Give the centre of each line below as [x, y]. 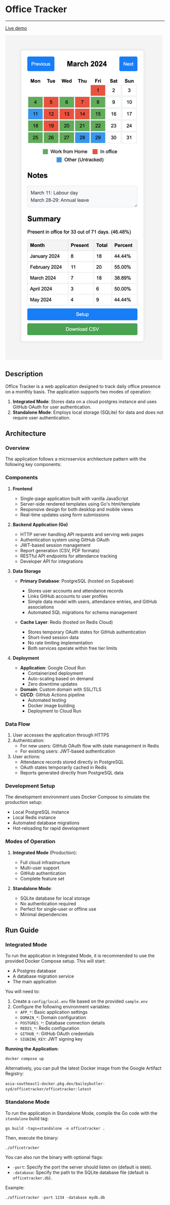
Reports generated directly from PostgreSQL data [72, 773]
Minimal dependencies [44, 914]
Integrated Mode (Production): [45, 853]
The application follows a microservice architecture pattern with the [76, 459]
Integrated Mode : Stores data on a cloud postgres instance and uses [84, 401]
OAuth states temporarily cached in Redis [63, 767]
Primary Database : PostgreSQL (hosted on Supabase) [77, 581]
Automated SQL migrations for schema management [82, 612]
